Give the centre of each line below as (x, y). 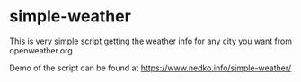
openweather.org (41, 50)
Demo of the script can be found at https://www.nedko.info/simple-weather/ (150, 68)
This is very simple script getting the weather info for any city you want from (150, 41)
